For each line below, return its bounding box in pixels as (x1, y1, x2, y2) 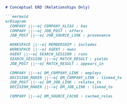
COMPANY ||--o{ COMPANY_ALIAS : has (10, 23, 88, 29)
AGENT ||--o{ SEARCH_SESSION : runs (10, 51, 88, 57)
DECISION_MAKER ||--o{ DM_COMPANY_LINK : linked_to (10, 75, 122, 80)
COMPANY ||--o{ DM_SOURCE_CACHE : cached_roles (10, 94, 113, 99)
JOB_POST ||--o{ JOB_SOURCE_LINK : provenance (10, 33, 111, 38)
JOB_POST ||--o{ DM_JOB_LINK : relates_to (10, 80, 101, 85)
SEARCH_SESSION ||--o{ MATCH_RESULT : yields (10, 56, 109, 61)
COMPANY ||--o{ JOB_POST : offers (10, 28, 83, 33)
